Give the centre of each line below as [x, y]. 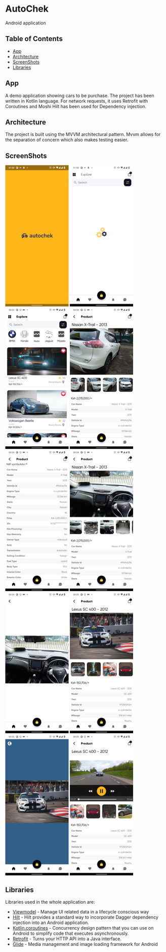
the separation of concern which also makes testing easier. [67, 140]
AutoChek [27, 9]
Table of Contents [34, 39]
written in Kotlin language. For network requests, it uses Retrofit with [77, 101]
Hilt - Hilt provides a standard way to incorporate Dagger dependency [85, 917]
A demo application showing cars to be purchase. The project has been [80, 95]
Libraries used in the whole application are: [50, 902]
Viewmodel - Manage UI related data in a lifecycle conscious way [81, 912]
